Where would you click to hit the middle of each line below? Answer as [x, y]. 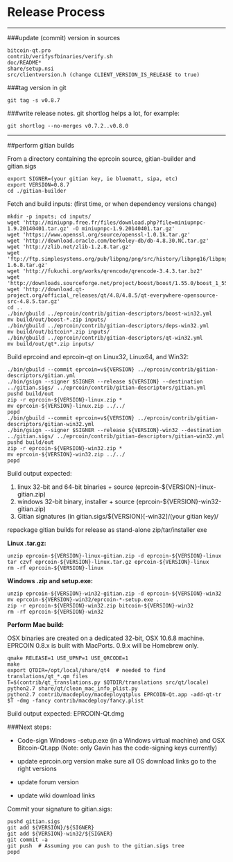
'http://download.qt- [54, 289]
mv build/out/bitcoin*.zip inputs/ [59, 331]
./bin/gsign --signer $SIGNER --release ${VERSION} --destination [105, 381]
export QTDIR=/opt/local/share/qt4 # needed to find [87, 670]
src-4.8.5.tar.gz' [34, 301]
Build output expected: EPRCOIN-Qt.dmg [66, 713]
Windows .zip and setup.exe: [50, 580]
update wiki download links [56, 795]
